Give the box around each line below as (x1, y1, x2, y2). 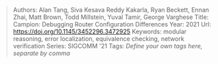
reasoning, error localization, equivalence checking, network (12, 35, 184, 43)
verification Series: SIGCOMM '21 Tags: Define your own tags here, (12, 42, 203, 50)
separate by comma (12, 49, 71, 57)
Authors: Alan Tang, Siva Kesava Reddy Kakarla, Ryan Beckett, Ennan (12, 6, 210, 14)
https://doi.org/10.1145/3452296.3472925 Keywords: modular (12, 27, 187, 35)
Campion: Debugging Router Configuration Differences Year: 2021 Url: (12, 20, 212, 28)
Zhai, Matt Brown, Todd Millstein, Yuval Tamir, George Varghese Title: (12, 13, 209, 21)
